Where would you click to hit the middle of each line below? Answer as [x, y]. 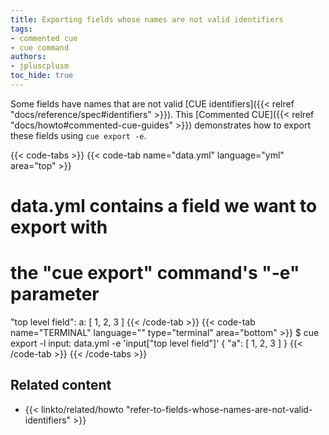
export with [59, 227]
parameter [55, 294]
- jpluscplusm [40, 66]
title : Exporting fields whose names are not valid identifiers [147, 19]
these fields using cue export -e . [78, 135]
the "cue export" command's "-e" [155, 273]
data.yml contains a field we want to [164, 206]
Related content [61, 385]
